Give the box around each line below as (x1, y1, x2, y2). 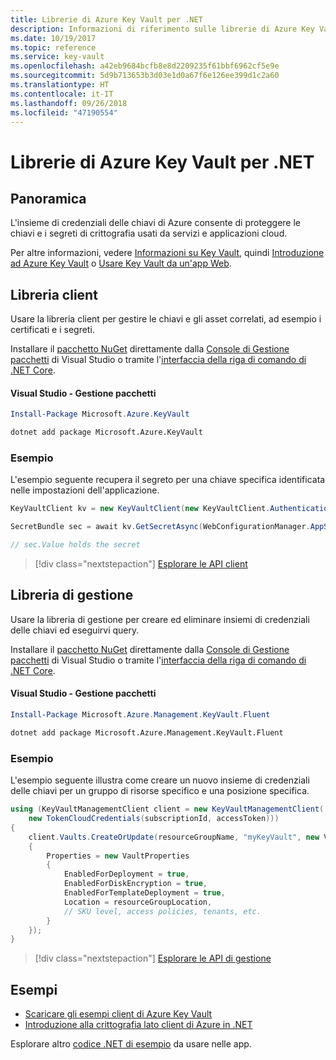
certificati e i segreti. (10, 324, 95, 336)
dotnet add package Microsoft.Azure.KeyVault (10, 427, 203, 438)
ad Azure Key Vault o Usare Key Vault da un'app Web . (10, 257, 232, 270)
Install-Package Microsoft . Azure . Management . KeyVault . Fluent (10, 710, 271, 720)
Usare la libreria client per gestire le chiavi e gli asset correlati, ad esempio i (10, 313, 322, 325)
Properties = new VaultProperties (46, 851, 190, 861)
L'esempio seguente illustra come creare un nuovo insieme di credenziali (10, 774, 310, 786)
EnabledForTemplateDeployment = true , (63, 888, 226, 898)
